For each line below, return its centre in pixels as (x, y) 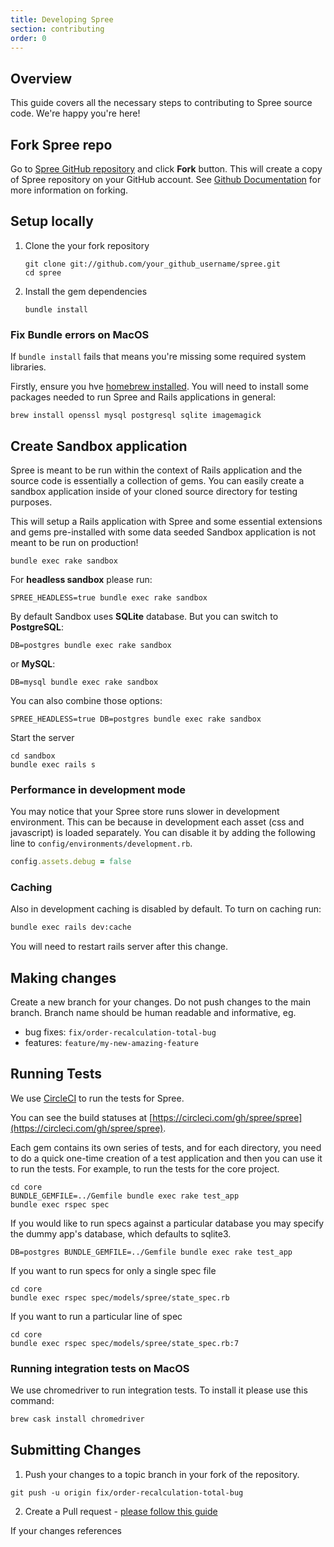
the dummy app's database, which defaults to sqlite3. (121, 1233)
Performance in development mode (98, 789)
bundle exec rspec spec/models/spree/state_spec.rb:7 (125, 1343)
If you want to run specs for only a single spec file (113, 1270)
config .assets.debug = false (71, 862)
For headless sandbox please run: (81, 579)
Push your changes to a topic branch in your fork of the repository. (162, 1474)
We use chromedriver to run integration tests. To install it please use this (159, 1390)
